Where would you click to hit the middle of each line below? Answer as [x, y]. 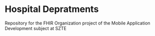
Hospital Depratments [52, 9]
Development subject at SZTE [36, 28]
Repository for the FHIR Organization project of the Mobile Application [77, 23]
